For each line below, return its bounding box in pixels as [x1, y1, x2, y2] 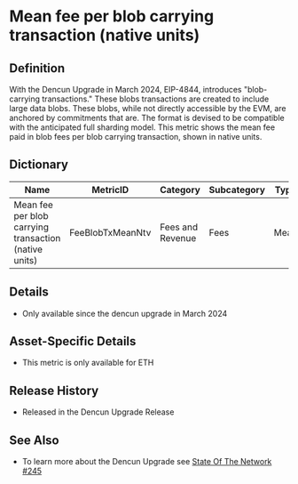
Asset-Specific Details [9, 334, 137, 349]
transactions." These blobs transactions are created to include [42, 93, 270, 104]
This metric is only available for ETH [21, 358, 154, 368]
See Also [9, 432, 59, 448]
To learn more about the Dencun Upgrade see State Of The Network [21, 456, 272, 467]
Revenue [159, 231, 197, 244]
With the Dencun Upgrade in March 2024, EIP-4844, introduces [9, 85, 242, 94]
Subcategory [208, 183, 266, 196]
